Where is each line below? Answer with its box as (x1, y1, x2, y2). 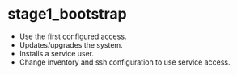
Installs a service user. (19, 48, 95, 58)
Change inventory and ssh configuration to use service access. (19, 57, 231, 67)
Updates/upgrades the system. (19, 40, 123, 49)
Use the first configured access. (19, 31, 127, 41)
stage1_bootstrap (7, 5, 127, 23)
